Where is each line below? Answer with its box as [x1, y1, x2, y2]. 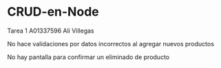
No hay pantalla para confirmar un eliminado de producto [7, 52, 170, 61]
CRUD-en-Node [7, 4, 99, 20]
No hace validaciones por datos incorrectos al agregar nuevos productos [7, 39, 215, 48]
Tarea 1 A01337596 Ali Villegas [7, 27, 94, 35]
